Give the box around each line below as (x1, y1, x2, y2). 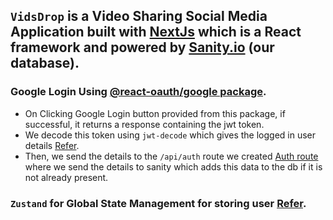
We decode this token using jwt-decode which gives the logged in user (24, 129, 317, 141)
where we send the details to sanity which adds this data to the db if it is (24, 160, 323, 173)
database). (10, 55, 80, 72)
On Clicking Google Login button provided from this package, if (24, 107, 286, 119)
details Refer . (24, 139, 80, 151)
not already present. (24, 171, 109, 183)
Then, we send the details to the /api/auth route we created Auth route (24, 150, 319, 162)
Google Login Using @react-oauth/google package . (10, 85, 267, 99)
